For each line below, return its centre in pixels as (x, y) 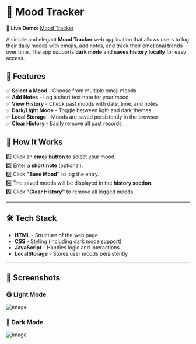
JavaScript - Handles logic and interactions (67, 248)
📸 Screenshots (33, 278)
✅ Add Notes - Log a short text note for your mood (67, 97)
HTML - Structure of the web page (56, 235)
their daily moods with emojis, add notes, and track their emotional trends (94, 46)
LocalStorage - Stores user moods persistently (71, 254)
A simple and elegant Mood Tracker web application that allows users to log (98, 39)
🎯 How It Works (34, 142)
